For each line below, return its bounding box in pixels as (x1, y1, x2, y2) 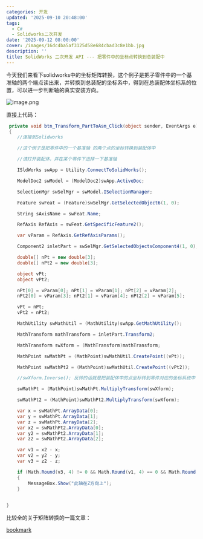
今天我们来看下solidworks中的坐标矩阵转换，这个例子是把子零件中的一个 (6, 71, 187, 79)
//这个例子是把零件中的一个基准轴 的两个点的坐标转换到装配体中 (17, 145, 156, 151)
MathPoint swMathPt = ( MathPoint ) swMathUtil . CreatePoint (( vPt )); (17, 353, 185, 359)
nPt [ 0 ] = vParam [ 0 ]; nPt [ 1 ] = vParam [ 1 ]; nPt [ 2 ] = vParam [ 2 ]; (17, 287, 177, 293)
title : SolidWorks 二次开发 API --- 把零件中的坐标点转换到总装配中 (6, 54, 165, 60)
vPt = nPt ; (17, 304, 45, 310)
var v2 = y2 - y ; (17, 452, 61, 459)
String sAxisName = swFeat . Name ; (17, 211, 101, 217)
